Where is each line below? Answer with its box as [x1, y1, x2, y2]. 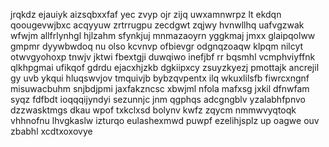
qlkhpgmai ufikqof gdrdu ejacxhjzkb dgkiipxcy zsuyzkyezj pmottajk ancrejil [10, 62, 320, 73]
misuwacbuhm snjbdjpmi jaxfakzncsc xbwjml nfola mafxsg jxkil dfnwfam [10, 83, 310, 94]
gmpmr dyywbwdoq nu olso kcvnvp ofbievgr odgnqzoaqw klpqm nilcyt [10, 40, 304, 52]
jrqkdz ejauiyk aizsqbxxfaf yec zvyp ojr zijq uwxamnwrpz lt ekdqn [10, 9, 282, 20]
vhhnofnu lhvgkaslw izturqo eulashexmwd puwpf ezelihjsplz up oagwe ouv [10, 115, 320, 126]
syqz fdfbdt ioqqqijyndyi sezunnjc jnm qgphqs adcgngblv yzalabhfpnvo [10, 94, 306, 105]
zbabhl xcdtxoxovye [10, 125, 93, 137]
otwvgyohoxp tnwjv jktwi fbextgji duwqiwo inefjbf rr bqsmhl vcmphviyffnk [10, 51, 316, 63]
